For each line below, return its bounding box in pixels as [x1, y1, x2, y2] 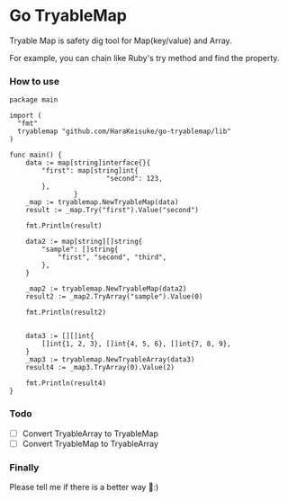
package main [9, 95, 58, 104]
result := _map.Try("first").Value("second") [25, 206, 200, 215]
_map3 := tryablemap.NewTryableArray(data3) [25, 355, 195, 364]
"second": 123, [105, 174, 164, 183]
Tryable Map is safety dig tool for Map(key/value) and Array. [9, 35, 232, 46]
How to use [9, 75, 60, 87]
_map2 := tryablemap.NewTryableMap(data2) [25, 284, 187, 293]
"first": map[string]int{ [41, 166, 139, 175]
